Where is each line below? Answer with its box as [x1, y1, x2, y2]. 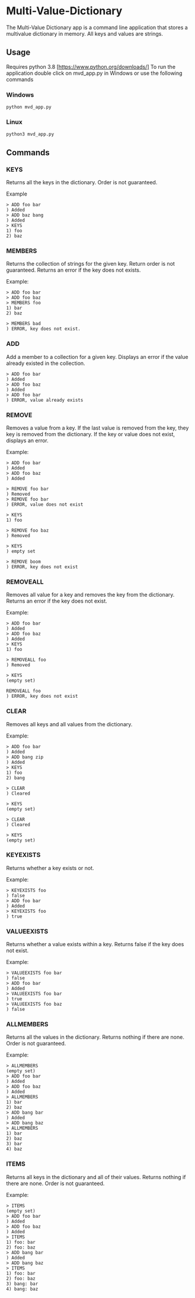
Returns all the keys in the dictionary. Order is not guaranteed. [6, 179, 158, 186]
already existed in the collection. [6, 360, 85, 367]
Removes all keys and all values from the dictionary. [6, 720, 133, 727]
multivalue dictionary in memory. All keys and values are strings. [6, 30, 164, 37]
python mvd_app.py [6, 104, 52, 111]
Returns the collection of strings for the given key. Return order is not [6, 260, 175, 267]
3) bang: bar [6, 1281, 39, 1287]
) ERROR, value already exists [6, 397, 84, 403]
